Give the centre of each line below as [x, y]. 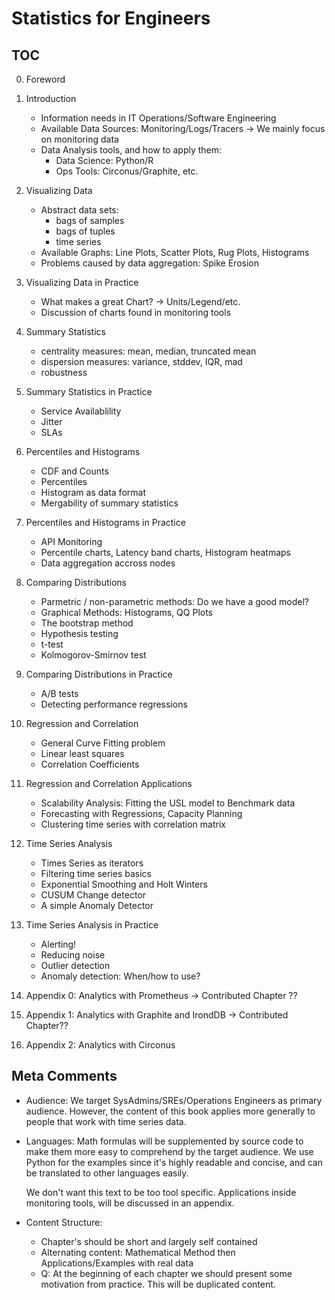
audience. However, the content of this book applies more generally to [170, 1111]
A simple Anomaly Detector [97, 905]
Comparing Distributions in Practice [99, 674]
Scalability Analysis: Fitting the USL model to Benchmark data [168, 803]
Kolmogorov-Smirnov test [93, 655]
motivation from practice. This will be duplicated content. [158, 1284]
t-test [52, 644]
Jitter [51, 421]
